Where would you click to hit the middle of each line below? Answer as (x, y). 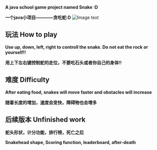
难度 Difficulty (27, 80)
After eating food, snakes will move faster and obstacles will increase (78, 92)
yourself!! (16, 52)
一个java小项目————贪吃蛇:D (38, 17)
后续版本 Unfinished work (45, 120)
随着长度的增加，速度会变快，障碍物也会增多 (51, 102)
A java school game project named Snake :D (52, 7)
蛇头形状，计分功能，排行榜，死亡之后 (44, 133)
